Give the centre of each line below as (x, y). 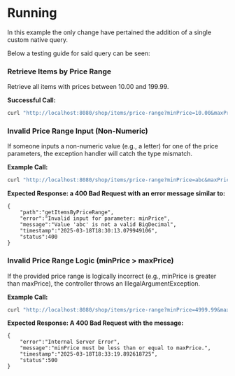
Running (32, 13)
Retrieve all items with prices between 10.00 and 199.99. (88, 87)
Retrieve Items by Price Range (59, 71)
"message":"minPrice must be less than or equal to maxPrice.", (115, 348)
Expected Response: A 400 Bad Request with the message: (95, 323)
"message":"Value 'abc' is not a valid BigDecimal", (98, 225)
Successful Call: (31, 100)
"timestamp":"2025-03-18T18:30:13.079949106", (89, 231)
